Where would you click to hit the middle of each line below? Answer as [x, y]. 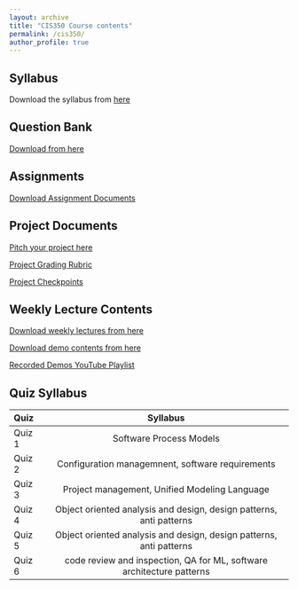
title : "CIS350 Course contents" [71, 26]
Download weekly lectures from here [77, 331]
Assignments [47, 177]
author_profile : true [49, 42]
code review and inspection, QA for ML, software [166, 561]
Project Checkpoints [47, 281]
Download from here [47, 148]
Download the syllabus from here [70, 99]
